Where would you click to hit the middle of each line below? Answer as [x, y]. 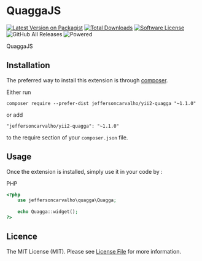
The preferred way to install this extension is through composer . [87, 80]
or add [15, 115]
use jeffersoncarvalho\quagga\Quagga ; [67, 200]
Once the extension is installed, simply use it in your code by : [84, 171]
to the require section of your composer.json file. [67, 137]
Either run [19, 92]
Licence [22, 237]
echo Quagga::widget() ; [48, 212]
